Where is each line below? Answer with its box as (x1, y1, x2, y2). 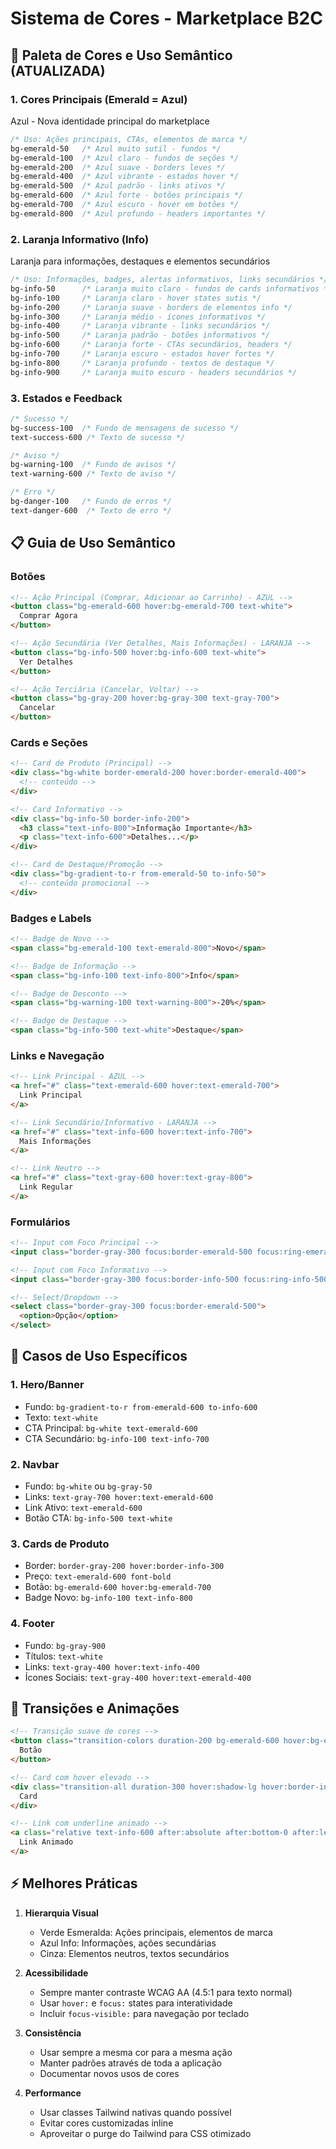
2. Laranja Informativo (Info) (10, 232, 150, 246)
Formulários (10, 1215, 71, 1229)
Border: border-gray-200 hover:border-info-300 (24, 1560, 225, 1572)
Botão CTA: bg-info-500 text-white (24, 1512, 173, 1524)
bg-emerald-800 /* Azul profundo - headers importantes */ (10, 208, 267, 219)
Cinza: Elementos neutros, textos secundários (39, 1947, 230, 1959)
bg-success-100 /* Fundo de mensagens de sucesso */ (10, 423, 240, 433)
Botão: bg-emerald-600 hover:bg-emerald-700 (24, 1581, 212, 1593)
